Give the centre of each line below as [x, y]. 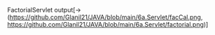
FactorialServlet [30, 10]
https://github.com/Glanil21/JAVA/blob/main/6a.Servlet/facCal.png [105, 17]
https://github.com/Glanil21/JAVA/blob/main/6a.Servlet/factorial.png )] [108, 24]
